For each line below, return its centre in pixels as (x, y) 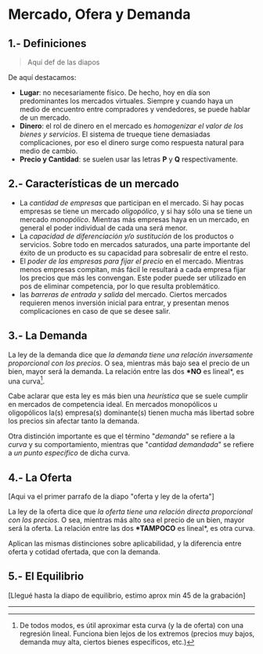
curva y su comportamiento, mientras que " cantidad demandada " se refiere (131, 445)
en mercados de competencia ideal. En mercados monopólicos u (113, 405)
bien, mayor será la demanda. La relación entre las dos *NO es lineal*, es (126, 371)
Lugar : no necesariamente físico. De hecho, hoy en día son (115, 93)
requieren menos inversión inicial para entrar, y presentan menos (124, 303)
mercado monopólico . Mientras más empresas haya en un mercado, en (134, 219)
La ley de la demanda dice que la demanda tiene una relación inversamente (131, 354)
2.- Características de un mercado (94, 184)
